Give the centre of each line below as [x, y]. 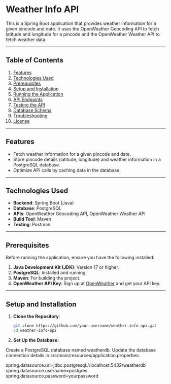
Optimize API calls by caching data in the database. [67, 170]
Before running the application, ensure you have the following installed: [80, 258]
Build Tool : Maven [32, 219]
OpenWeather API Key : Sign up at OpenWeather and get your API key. [87, 284]
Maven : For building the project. [47, 278]
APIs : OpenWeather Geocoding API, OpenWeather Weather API [79, 214]
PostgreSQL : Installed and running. [50, 273]
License [21, 121]
